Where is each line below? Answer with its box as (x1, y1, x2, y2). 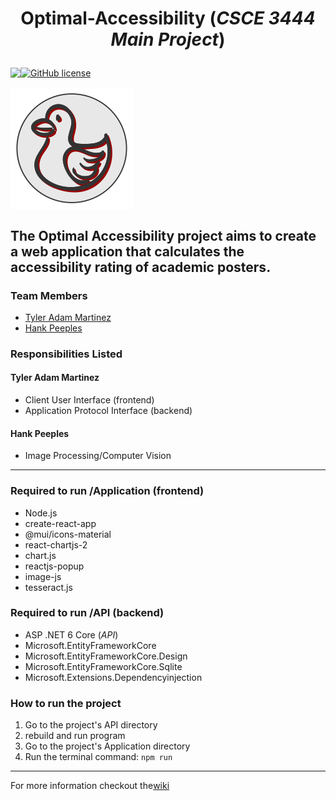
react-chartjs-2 (24, 538, 88, 551)
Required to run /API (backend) (10, 606, 165, 620)
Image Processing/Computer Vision (24, 450, 172, 462)
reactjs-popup (24, 560, 85, 572)
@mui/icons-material (24, 528, 112, 540)
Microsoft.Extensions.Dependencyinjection (24, 671, 203, 683)
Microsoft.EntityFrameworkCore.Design (24, 650, 188, 662)
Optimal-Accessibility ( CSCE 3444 (20, 7, 316, 30)
